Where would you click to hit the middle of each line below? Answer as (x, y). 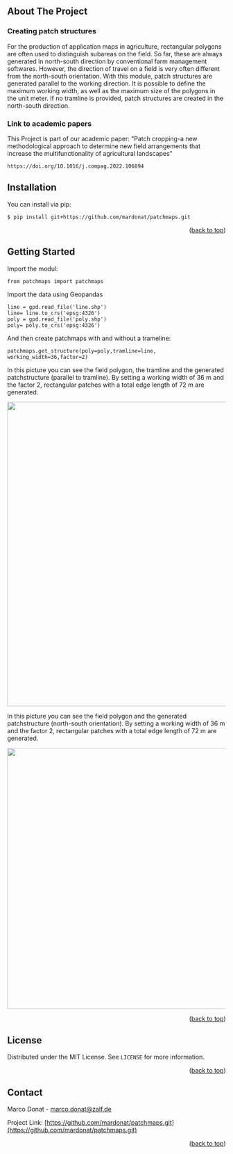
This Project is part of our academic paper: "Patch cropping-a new (102, 138)
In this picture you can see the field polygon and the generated (97, 716)
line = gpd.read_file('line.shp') (57, 307)
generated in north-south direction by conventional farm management (107, 61)
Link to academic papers (50, 123)
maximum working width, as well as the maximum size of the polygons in (111, 90)
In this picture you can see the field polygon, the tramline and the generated (115, 370)
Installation (32, 187)
